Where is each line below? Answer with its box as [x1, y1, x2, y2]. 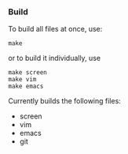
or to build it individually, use [8, 54, 101, 63]
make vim [8, 76, 37, 84]
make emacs [8, 82, 44, 91]
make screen [8, 69, 47, 77]
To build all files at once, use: [8, 24, 103, 34]
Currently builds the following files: [8, 96, 122, 106]
